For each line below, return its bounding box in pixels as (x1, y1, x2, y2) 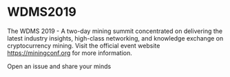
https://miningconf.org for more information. (7, 49, 133, 57)
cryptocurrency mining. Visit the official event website (7, 41, 160, 49)
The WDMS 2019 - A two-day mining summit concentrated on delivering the (7, 27, 223, 35)
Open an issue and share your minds (7, 62, 112, 70)
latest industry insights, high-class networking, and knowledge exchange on (7, 34, 224, 42)
